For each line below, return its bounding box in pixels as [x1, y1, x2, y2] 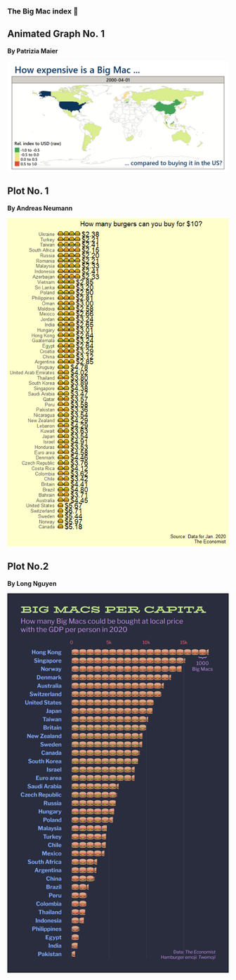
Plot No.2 [7, 561, 49, 573]
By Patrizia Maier [7, 46, 58, 55]
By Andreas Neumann [7, 204, 73, 212]
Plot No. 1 [7, 185, 49, 197]
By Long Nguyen [7, 579, 57, 587]
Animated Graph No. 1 [7, 28, 105, 40]
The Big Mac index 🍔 [7, 6, 79, 16]
